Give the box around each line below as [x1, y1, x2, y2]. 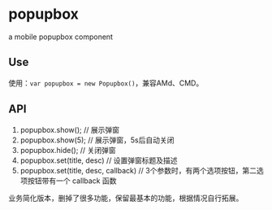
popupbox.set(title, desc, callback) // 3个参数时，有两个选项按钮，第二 [19, 165, 257, 175]
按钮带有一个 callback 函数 [27, 176, 117, 186]
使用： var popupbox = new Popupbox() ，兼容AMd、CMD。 [8, 78, 204, 88]
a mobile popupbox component [8, 32, 114, 42]
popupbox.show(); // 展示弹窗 [19, 125, 120, 134]
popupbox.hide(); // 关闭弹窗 [19, 145, 116, 155]
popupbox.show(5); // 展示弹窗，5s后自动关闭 [19, 135, 175, 145]
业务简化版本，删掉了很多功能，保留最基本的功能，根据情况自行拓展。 [8, 193, 244, 203]
